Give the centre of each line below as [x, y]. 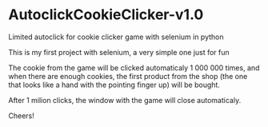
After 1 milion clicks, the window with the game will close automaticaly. [125, 100]
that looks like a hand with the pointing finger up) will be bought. [114, 85]
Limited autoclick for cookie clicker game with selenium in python [116, 37]
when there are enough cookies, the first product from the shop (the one [128, 76]
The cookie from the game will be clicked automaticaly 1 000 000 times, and [134, 67]
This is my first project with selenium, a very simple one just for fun [119, 52]
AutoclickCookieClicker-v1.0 [106, 15]
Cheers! [21, 115]
